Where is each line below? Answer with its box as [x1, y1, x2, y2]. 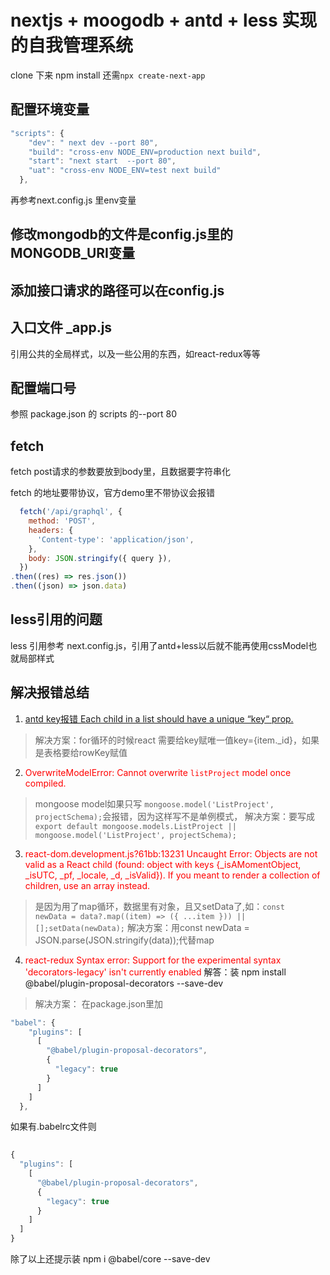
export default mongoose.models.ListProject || [34, 821, 237, 831]
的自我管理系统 [10, 34, 134, 57]
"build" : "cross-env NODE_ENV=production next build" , [28, 147, 262, 157]
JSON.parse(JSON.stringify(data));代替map [34, 934, 215, 946]
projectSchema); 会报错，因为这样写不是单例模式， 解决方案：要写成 [34, 810, 316, 822]
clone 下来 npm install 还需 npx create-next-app [10, 69, 206, 81]
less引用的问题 [10, 611, 103, 628]
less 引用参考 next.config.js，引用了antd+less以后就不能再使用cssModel [10, 639, 309, 651]
